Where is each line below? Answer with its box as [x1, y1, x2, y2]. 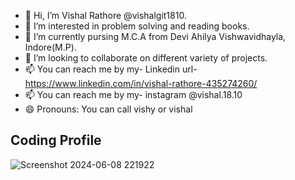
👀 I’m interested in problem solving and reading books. [24, 20, 250, 32]
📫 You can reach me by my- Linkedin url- [24, 63, 198, 75]
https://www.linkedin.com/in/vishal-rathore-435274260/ [24, 78, 258, 89]
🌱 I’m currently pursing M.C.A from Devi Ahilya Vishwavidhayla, [24, 31, 287, 42]
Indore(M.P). [24, 41, 77, 53]
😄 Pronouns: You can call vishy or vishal [24, 103, 193, 115]
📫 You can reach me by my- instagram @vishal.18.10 [24, 89, 243, 100]
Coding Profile [10, 132, 102, 149]
